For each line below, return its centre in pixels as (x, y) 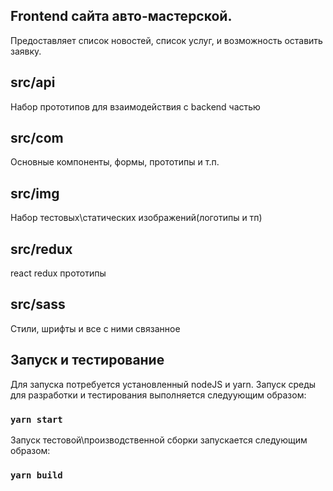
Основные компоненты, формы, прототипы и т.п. (115, 162)
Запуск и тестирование (87, 360)
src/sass (38, 304)
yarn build (36, 475)
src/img (35, 193)
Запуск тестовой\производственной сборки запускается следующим (159, 440)
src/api (33, 82)
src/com (37, 138)
